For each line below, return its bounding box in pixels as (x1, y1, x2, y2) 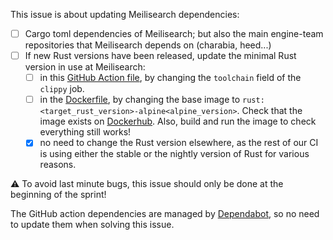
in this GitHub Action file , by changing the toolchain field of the (39, 72, 302, 84)
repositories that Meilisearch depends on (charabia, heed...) (24, 39, 272, 51)
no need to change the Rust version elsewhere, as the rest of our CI (39, 137, 319, 149)
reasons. (39, 159, 77, 171)
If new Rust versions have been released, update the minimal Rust (24, 50, 297, 62)
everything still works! (39, 126, 132, 138)
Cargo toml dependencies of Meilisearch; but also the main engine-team (24, 28, 324, 39)
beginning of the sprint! (10, 189, 107, 201)
